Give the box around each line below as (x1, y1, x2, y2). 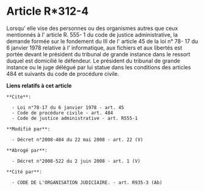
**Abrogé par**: (6, 147, 48, 154)
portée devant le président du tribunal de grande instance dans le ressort (6, 50, 191, 58)
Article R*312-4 (6, 4, 89, 18)
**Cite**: (6, 94, 32, 100)
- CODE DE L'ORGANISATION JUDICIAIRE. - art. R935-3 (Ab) (12, 179, 163, 185)
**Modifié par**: (6, 125, 51, 132)
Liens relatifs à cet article (6, 81, 72, 89)
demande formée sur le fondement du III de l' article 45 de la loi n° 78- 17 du (6, 37, 199, 45)
